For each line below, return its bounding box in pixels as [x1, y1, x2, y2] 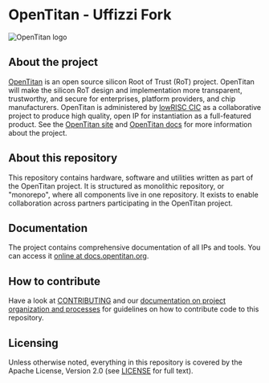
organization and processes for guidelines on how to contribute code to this [8, 304, 259, 314]
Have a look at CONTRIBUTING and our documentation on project [8, 295, 226, 306]
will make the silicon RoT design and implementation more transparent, [8, 85, 243, 95]
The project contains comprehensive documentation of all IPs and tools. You [8, 242, 261, 252]
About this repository [8, 151, 118, 165]
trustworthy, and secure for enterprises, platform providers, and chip [8, 94, 236, 104]
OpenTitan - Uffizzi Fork [8, 6, 172, 24]
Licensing [8, 336, 59, 350]
